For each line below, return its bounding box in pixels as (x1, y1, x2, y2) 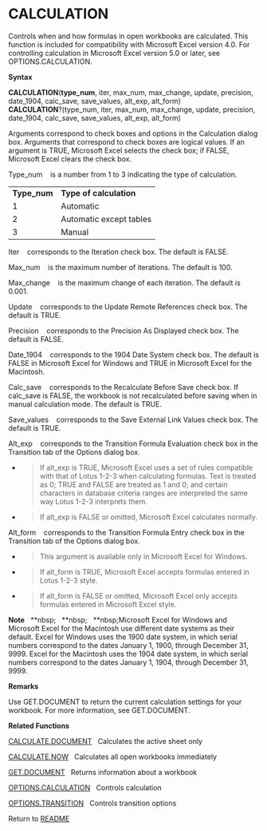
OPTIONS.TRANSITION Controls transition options (8, 798, 177, 808)
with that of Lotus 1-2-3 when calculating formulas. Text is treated (39, 471, 257, 480)
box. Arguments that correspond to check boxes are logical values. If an (8, 137, 245, 146)
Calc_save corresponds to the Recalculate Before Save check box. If (8, 382, 239, 392)
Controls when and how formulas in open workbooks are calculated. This (8, 31, 249, 41)
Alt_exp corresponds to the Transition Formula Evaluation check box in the (8, 439, 258, 448)
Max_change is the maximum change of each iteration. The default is (8, 277, 241, 288)
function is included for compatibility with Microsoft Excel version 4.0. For (8, 39, 250, 49)
